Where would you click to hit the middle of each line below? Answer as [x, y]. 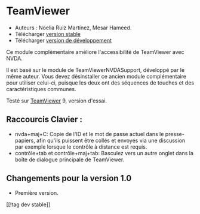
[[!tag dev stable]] [28, 204]
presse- [175, 134]
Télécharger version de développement [63, 40]
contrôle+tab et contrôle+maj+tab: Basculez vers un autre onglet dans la [104, 153]
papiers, [25, 140]
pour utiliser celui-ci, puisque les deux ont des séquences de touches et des [100, 83]
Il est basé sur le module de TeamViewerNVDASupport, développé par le [96, 70]
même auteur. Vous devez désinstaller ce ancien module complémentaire [96, 76]
